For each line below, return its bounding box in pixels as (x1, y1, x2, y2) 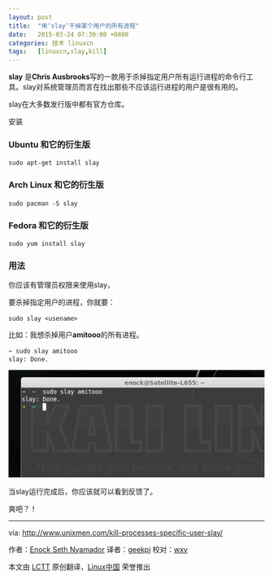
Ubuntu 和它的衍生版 (8, 139, 91, 151)
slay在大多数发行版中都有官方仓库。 (8, 99, 129, 109)
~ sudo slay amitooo (8, 347, 79, 356)
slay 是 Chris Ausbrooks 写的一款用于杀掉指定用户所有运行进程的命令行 (8, 72, 247, 81)
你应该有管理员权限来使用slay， (8, 280, 115, 290)
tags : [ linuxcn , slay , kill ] (8, 47, 107, 56)
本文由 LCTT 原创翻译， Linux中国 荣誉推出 (8, 562, 151, 572)
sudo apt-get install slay (8, 159, 100, 167)
